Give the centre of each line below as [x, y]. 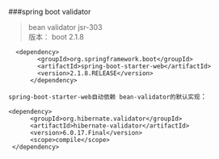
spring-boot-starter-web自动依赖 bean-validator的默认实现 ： [108, 96]
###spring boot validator [50, 12]
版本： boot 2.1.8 [56, 37]
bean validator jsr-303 [65, 27]
